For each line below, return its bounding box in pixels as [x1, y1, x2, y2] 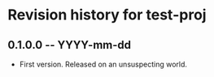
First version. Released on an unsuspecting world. [19, 59, 188, 69]
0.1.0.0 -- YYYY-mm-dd [7, 38, 132, 52]
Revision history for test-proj [7, 6, 207, 24]
